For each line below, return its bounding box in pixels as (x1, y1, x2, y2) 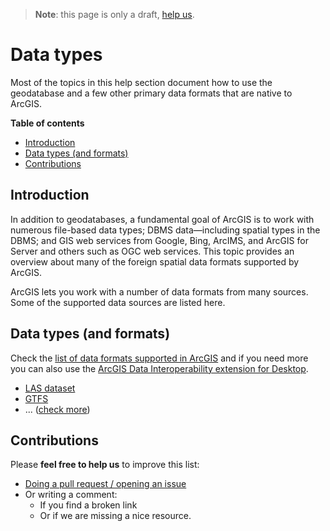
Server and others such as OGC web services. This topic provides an (10, 245, 295, 257)
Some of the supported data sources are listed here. (10, 296, 226, 308)
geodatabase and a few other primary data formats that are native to (10, 87, 293, 99)
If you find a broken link (39, 499, 138, 511)
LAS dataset (24, 382, 76, 394)
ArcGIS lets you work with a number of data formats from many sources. (10, 285, 309, 298)
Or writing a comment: (24, 489, 118, 501)
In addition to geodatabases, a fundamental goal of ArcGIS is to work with (10, 213, 315, 225)
